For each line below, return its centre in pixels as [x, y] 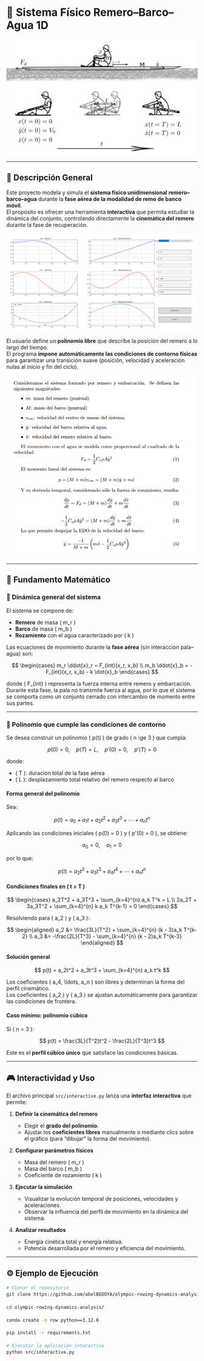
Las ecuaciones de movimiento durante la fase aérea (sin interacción [93, 647]
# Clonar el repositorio [38, 1288]
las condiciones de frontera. [42, 1001]
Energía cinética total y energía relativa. [73, 1242]
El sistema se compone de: [40, 611]
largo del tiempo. [27, 348]
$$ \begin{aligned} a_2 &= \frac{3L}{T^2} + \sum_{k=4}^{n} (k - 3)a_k [95, 930]
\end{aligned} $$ [102, 943]
